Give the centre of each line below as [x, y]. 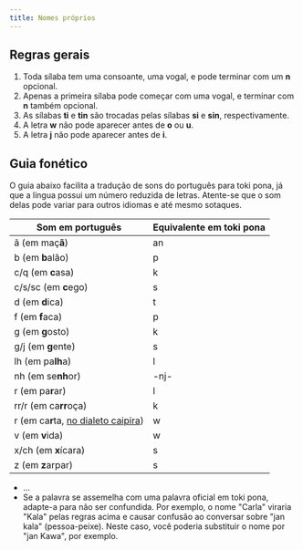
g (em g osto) [42, 332]
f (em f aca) [38, 317]
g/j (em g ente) [45, 347]
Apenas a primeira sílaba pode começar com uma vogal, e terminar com [158, 96]
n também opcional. [60, 106]
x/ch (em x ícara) [49, 451]
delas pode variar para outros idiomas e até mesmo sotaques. [125, 205]
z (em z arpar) [43, 465]
